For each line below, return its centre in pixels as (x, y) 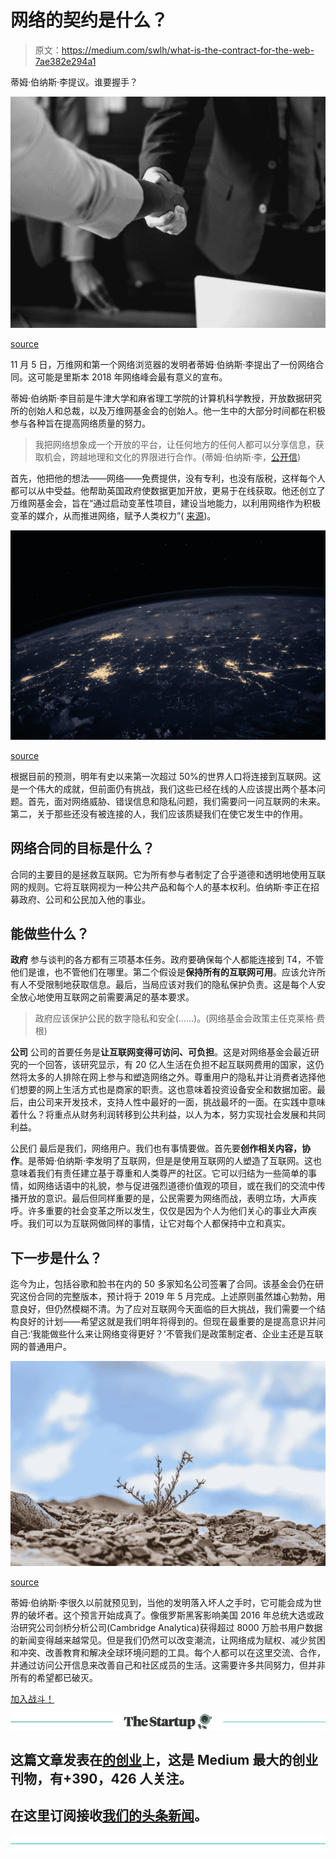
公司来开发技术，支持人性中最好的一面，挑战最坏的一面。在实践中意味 (181, 1102)
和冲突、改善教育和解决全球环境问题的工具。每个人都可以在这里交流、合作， (168, 1653)
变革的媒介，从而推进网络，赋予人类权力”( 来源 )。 (113, 515)
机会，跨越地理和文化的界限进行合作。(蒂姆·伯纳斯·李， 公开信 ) (172, 457)
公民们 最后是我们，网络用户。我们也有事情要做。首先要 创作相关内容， (156, 1148)
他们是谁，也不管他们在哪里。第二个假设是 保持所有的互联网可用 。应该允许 (163, 972)
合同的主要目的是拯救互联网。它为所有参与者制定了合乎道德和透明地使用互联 (168, 874)
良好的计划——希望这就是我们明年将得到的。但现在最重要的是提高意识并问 (172, 1322)
